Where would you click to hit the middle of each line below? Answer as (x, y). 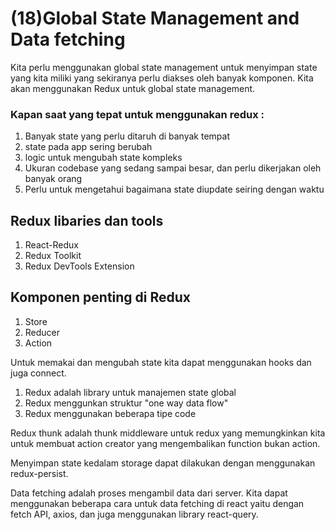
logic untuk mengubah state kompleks (103, 158)
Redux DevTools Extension (79, 266)
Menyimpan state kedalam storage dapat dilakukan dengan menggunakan (163, 463)
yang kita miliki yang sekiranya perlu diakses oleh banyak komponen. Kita (162, 78)
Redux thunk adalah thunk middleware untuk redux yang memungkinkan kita (168, 433)
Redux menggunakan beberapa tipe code (110, 413)
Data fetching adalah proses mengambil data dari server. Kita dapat (149, 493)
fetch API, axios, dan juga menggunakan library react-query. (134, 514)
